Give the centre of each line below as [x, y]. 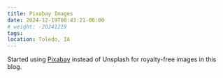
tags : [15, 33]
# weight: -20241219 [37, 26]
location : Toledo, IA [39, 40]
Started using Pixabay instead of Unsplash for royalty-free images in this [112, 59]
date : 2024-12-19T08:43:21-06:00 [56, 20]
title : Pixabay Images [40, 14]
